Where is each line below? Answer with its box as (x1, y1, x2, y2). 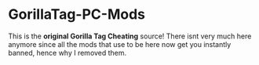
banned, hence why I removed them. (8, 48, 127, 57)
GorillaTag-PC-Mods (8, 5, 145, 23)
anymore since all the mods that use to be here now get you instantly (8, 39, 232, 49)
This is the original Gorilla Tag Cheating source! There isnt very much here (8, 31, 252, 41)
